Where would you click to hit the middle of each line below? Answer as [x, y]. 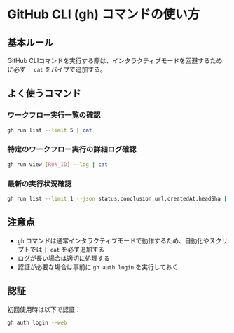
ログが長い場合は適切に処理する [63, 258]
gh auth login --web [37, 322]
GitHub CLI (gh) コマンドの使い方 [104, 14]
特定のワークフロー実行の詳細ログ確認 [72, 149]
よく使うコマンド [44, 94]
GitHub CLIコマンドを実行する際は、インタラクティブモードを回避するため [115, 61]
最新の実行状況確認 [40, 184]
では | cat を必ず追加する [67, 249]
